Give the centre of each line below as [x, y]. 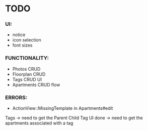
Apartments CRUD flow [36, 85]
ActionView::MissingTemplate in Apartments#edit [63, 108]
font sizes [22, 45]
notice [19, 35]
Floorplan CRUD [29, 74]
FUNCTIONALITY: [27, 58]
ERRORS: [16, 97]
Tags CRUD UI [27, 79]
